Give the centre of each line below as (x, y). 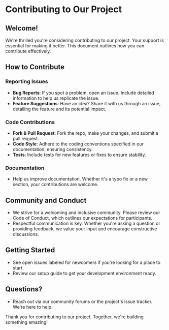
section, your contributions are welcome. (55, 185)
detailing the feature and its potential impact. (59, 109)
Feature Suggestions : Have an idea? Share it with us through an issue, (87, 103)
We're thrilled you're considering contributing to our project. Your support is (84, 40)
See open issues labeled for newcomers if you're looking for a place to (87, 262)
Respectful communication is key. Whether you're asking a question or (87, 223)
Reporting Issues (27, 81)
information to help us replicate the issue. (56, 98)
